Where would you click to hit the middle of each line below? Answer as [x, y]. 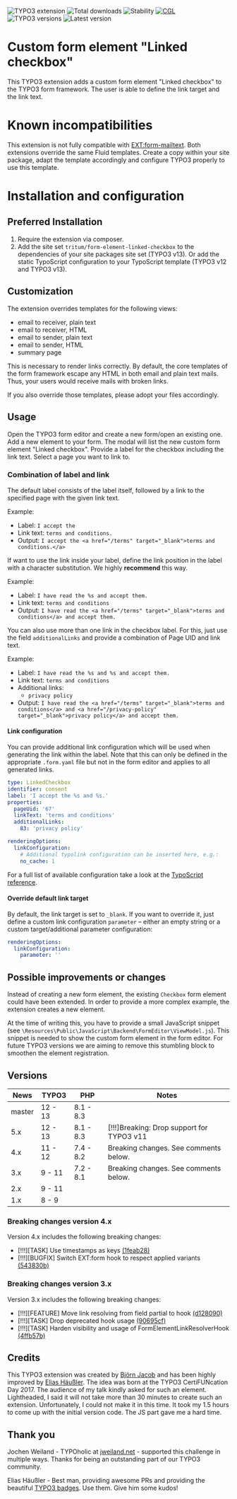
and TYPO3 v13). [42, 269]
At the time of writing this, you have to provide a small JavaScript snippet [114, 1023]
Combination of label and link [59, 475]
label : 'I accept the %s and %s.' [58, 796]
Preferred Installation [55, 222]
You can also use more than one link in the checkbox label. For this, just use [117, 630]
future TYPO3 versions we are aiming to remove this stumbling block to [111, 1046]
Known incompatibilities [80, 126]
